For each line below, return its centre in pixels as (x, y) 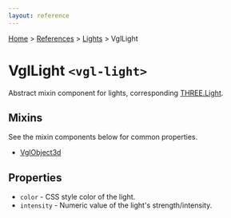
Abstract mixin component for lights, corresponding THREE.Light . (116, 93)
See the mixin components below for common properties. (103, 137)
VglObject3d (40, 153)
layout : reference (39, 16)
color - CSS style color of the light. (78, 197)
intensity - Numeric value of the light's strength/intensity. (116, 205)
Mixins (25, 118)
